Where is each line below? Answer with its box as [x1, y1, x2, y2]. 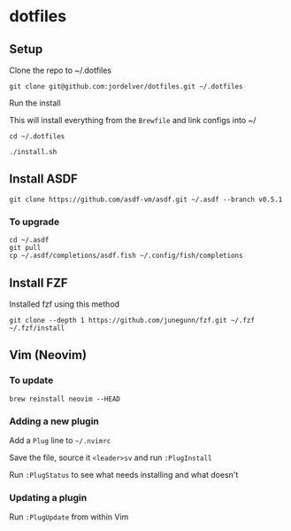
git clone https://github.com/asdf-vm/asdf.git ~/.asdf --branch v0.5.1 [9, 195, 283, 204]
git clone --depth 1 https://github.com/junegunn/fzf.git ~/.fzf [9, 316, 255, 324]
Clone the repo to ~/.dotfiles [9, 65, 112, 75]
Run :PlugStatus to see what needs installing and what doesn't [9, 469, 239, 480]
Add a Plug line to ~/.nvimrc [9, 434, 111, 445]
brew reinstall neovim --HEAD [9, 394, 121, 403]
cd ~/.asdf [9, 236, 50, 245]
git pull [9, 244, 42, 253]
